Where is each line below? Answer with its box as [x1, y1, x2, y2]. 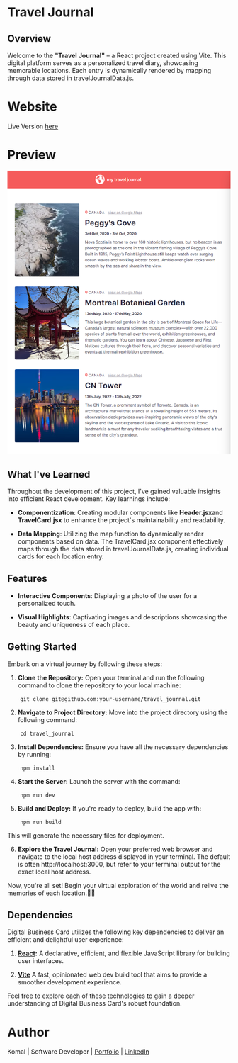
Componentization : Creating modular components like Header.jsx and [17, 508, 223, 517]
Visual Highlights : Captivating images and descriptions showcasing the [17, 612, 227, 621]
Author [7, 1024, 50, 1040]
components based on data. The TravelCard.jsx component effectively [17, 537, 224, 546]
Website [7, 99, 57, 115]
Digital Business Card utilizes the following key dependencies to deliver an [7, 928, 225, 936]
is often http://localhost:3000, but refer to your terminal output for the [17, 860, 221, 868]
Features [7, 573, 47, 585]
